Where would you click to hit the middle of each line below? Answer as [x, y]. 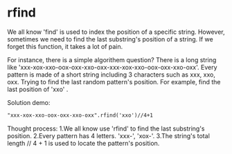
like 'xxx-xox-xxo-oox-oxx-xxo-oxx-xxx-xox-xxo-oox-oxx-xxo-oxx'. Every [112, 67]
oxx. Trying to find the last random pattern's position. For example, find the [114, 81]
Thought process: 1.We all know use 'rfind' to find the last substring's [106, 128]
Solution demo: [29, 102]
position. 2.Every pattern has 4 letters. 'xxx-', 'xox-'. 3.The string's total [108, 135]
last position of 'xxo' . [38, 89]
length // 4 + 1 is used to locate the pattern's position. [83, 143]
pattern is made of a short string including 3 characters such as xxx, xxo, [111, 75]
